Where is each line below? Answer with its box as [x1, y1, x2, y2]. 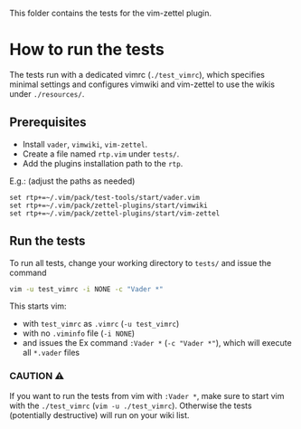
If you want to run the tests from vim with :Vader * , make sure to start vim [9, 390, 285, 401]
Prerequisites [9, 115, 87, 130]
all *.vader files [22, 348, 80, 358]
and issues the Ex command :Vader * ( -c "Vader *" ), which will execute [22, 338, 292, 348]
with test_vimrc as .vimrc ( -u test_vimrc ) [22, 319, 180, 329]
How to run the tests [9, 40, 165, 60]
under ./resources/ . [9, 88, 85, 99]
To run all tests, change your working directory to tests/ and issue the [9, 257, 272, 268]
